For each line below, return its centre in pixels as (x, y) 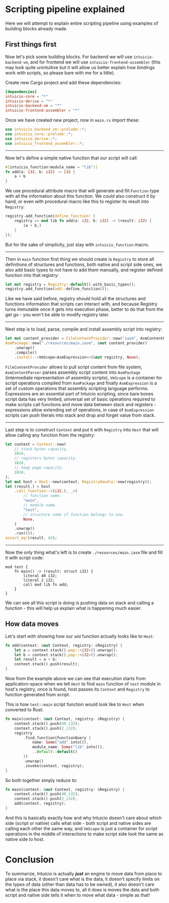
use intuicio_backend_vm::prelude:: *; (46, 130)
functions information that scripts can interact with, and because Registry (81, 304)
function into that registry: (32, 275)
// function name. (43, 496)
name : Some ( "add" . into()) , (60, 743)
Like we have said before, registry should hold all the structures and (75, 299)
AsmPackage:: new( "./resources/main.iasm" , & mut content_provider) (76, 343)
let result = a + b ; (36, 659)
